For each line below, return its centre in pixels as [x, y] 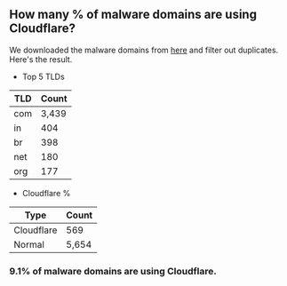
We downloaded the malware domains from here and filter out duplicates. [144, 50]
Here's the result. [41, 59]
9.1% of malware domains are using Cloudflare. [113, 271]
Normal [29, 244]
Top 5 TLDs [43, 76]
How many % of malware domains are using [133, 15]
